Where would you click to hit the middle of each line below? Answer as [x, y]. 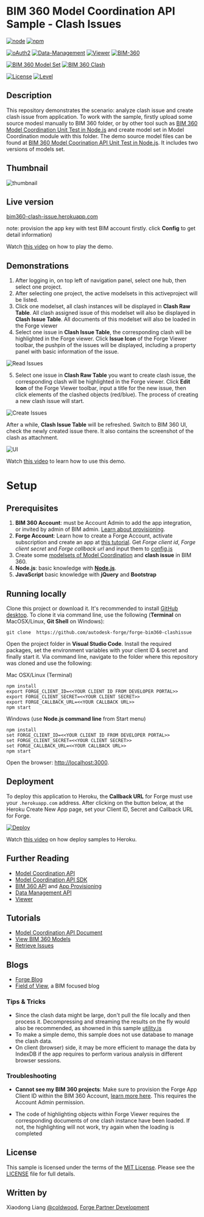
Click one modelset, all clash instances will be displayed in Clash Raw [103, 306]
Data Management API [43, 893]
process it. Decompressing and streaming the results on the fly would [102, 1022]
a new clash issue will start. [50, 401]
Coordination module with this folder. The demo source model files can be [99, 136]
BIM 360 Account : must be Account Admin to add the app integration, [103, 523]
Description [29, 96]
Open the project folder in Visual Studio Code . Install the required [89, 644]
